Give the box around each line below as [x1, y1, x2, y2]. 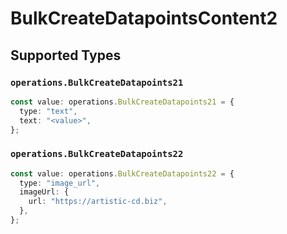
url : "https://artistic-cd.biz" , [28, 197, 168, 207]
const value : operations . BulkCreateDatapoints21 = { [10, 97, 235, 107]
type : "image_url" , [19, 178, 101, 188]
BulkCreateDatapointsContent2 [10, 7, 278, 30]
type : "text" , [19, 106, 78, 116]
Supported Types [10, 47, 122, 64]
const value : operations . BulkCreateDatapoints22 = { [10, 168, 235, 179]
